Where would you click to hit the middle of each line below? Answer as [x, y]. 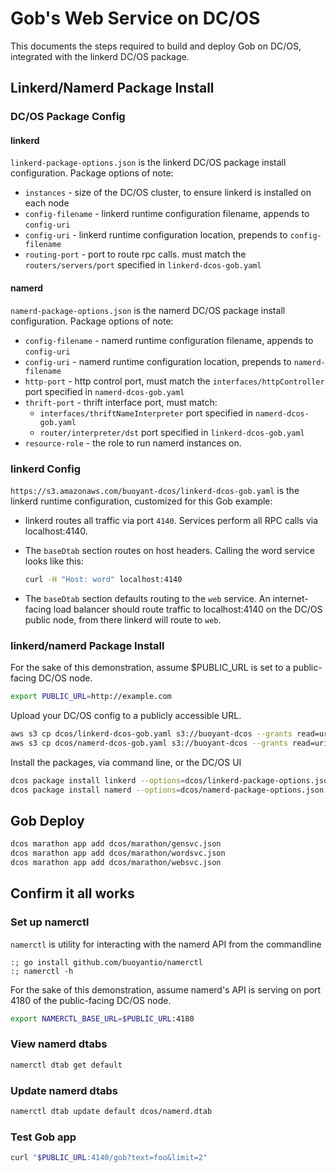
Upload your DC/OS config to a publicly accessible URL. [126, 715]
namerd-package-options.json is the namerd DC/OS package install [148, 310]
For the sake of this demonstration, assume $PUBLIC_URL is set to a [151, 668]
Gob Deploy [47, 820]
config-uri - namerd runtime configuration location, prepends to [158, 361]
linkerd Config [46, 469]
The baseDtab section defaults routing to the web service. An [147, 598]
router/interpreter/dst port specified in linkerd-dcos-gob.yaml [172, 432]
